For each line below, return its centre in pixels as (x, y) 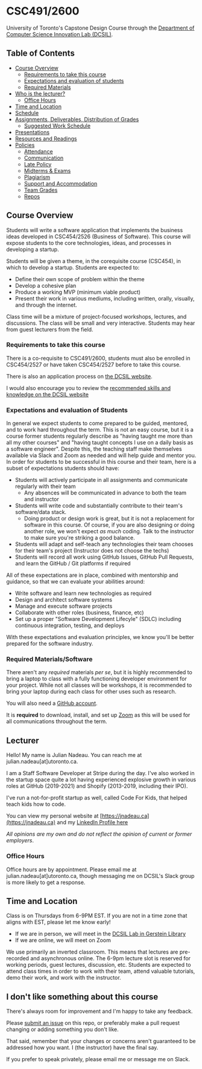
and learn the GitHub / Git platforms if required (73, 564)
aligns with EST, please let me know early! (58, 922)
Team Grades (41, 190)
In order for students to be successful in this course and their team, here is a (101, 462)
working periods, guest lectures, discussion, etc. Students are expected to (99, 965)
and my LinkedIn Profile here (93, 822)
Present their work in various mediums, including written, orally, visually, (105, 298)
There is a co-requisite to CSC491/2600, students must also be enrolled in (99, 358)
